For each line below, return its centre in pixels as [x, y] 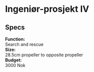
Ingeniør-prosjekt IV [47, 9]
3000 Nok [15, 65]
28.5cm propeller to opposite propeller [44, 55]
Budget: [14, 60]
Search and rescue [24, 44]
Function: [15, 39]
